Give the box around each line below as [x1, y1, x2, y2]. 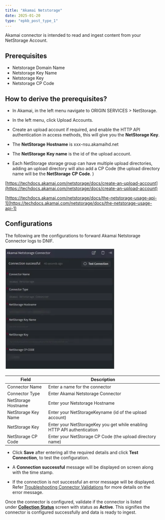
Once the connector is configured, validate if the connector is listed [5, 499, 141, 505]
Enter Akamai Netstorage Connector [48, 390, 121, 396]
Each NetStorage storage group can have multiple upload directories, [12, 160, 153, 166]
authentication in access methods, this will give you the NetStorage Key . [12, 132, 160, 137]
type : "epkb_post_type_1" [5, 18, 58, 23]
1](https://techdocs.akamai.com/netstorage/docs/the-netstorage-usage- [5, 200, 152, 206]
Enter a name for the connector [48, 384, 111, 390]
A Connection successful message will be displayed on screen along [12, 464, 154, 470]
